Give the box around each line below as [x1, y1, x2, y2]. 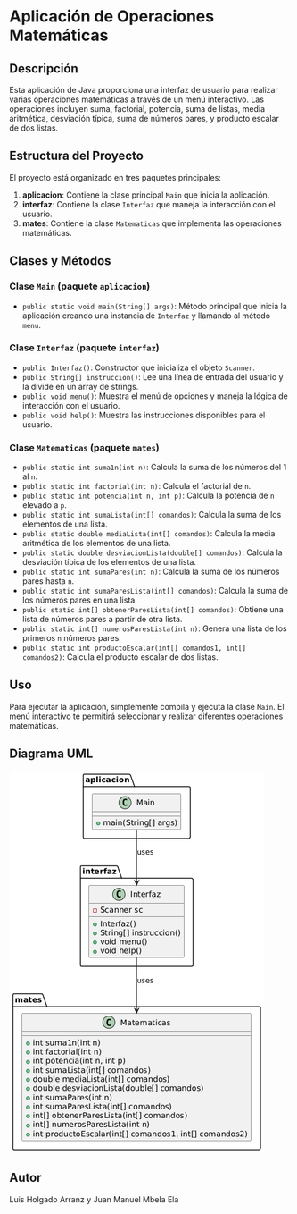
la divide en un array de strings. [21, 381, 139, 392]
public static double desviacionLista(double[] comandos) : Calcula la [21, 547, 283, 558]
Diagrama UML [9, 746, 94, 762]
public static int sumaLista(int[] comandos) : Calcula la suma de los [21, 510, 282, 520]
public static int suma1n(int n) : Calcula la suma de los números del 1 [21, 462, 287, 473]
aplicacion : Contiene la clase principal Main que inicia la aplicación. [21, 190, 270, 200]
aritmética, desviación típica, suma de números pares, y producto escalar [9, 114, 279, 123]
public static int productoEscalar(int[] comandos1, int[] [21, 644, 247, 653]
